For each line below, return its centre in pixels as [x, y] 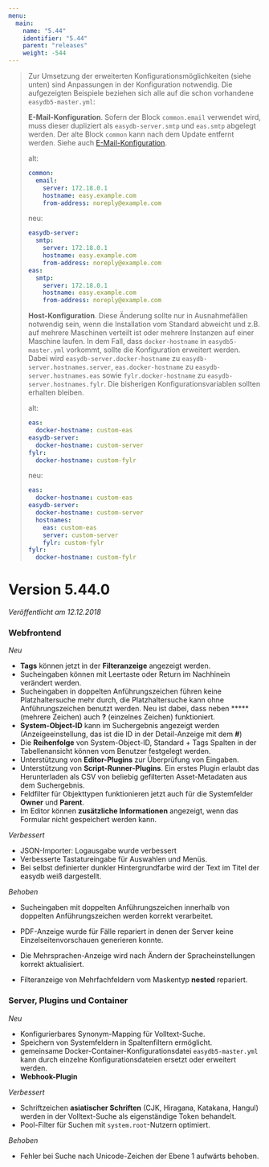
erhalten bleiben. [56, 393]
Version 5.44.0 [59, 590]
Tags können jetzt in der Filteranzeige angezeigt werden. [115, 666]
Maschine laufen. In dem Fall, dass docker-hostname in [117, 342]
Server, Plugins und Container [68, 1001]
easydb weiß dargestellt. [61, 876]
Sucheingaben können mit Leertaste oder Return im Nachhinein [125, 674]
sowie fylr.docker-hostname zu [154, 375]
